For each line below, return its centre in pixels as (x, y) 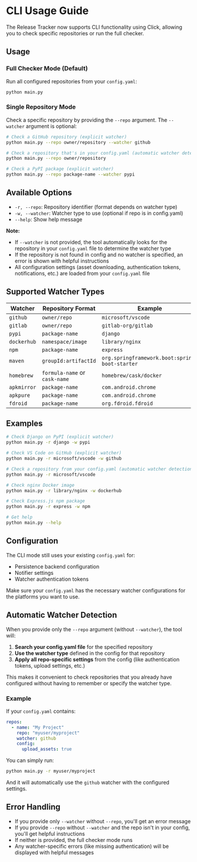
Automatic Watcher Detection (62, 615)
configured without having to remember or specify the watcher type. (89, 683)
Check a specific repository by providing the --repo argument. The (87, 120)
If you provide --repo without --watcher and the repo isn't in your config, (102, 827)
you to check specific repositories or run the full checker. (75, 33)
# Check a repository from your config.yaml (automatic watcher (86, 469)
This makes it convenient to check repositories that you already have (89, 677)
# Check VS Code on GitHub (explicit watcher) (64, 453)
